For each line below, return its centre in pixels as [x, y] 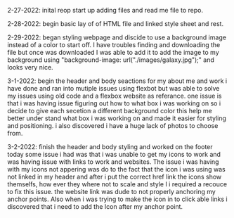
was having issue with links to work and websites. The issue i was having [113, 162]
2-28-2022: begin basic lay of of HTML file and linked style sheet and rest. [115, 24]
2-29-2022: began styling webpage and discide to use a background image [117, 37]
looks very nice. [31, 67]
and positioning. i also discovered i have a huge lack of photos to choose [113, 126]
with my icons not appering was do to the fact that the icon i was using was [117, 169]
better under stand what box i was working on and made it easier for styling [117, 118]
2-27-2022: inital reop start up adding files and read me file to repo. [105, 10]
